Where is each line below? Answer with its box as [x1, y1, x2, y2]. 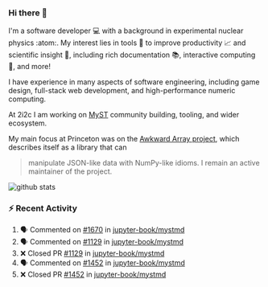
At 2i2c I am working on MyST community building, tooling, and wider [8, 110, 240, 120]
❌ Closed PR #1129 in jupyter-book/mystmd [19, 248, 165, 258]
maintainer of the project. [27, 166, 113, 176]
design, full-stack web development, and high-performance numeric [8, 86, 236, 96]
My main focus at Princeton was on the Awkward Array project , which [8, 134, 240, 144]
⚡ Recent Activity [8, 203, 78, 214]
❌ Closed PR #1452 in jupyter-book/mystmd [19, 269, 167, 279]
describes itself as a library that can [8, 142, 127, 152]
